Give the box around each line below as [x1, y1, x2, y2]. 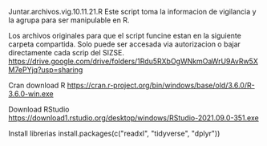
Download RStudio [8, 104, 70, 114]
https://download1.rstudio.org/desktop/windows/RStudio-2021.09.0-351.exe [8, 113, 259, 123]
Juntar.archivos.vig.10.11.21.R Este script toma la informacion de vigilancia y [8, 7, 257, 16]
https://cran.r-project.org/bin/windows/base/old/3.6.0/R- [67, 80, 255, 90]
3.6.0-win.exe [8, 89, 54, 99]
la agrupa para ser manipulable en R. [8, 15, 130, 25]
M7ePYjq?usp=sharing [8, 65, 83, 75]
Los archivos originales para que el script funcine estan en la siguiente [8, 31, 242, 40]
